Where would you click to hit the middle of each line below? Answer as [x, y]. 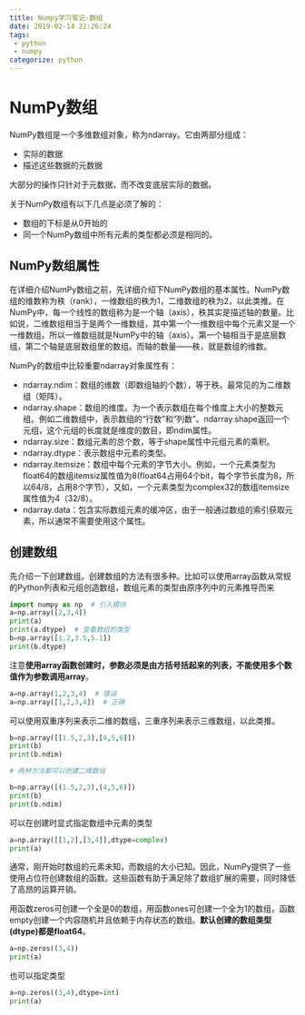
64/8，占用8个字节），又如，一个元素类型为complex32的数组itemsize [160, 487]
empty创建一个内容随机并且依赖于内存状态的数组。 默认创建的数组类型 [141, 920]
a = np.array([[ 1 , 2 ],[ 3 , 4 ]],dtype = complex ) [89, 840]
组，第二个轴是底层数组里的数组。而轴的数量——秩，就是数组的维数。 [141, 346]
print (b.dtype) [38, 646]
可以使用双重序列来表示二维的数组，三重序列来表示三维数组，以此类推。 [144, 720]
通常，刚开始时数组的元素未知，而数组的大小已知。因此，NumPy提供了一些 [150, 867]
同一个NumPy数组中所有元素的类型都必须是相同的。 [120, 234]
